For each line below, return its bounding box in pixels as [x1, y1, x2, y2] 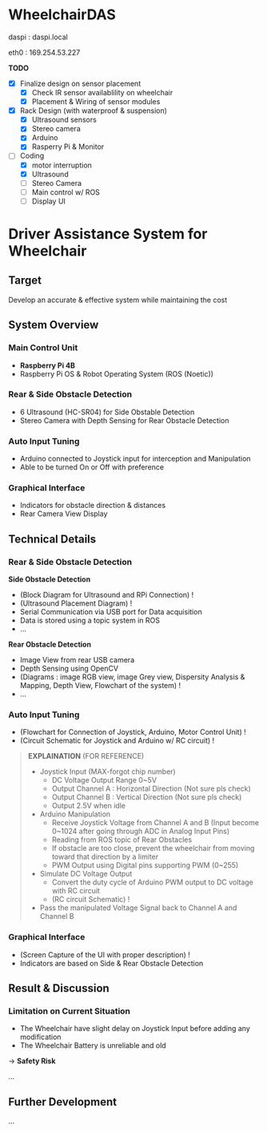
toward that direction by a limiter [51, 852, 159, 862]
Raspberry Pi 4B [19, 361, 76, 370]
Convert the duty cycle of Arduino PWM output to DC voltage [51, 877, 253, 887]
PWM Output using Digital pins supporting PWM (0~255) [51, 860, 239, 870]
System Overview [8, 318, 99, 332]
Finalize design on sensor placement [19, 79, 141, 88]
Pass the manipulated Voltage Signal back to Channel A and [39, 903, 237, 912]
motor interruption [31, 160, 92, 170]
